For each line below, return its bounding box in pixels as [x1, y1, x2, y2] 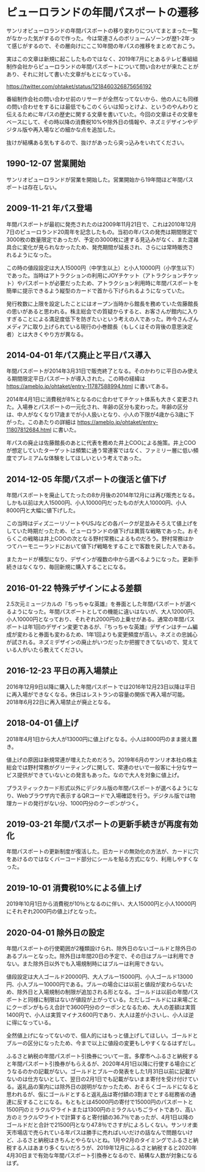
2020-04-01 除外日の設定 [6, 927, 105, 938]
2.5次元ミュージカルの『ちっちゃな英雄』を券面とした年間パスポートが [6, 600, 185, 607]
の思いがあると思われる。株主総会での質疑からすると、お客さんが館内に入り [6, 307, 198, 315]
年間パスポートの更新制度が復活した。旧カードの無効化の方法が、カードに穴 [6, 848, 199, 855]
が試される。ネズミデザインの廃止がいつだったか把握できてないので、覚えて [6, 639, 198, 645]
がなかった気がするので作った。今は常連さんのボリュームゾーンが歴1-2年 [6, 34, 190, 42]
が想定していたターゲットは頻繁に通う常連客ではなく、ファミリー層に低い [6, 447, 193, 454]
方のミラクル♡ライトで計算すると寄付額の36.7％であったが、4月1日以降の [6, 1113, 194, 1121]
